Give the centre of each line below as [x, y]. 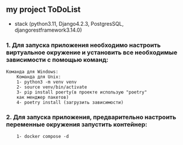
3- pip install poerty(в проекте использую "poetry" [82, 92]
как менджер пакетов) [43, 98]
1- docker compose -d [43, 137]
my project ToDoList [43, 10]
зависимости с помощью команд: [57, 60]
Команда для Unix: [39, 77]
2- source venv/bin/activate [52, 87]
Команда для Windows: [32, 72]
